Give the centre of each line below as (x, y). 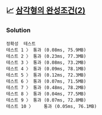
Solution (19, 30)
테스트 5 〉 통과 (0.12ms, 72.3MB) (46, 75)
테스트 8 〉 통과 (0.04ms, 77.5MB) (46, 94)
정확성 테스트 (21, 44)
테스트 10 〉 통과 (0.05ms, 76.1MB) (52, 106)
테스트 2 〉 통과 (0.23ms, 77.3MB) (46, 56)
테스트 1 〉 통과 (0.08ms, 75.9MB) (46, 50)
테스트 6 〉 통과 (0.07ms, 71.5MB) (46, 81)
